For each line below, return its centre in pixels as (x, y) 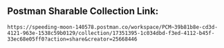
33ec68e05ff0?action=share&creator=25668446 (72, 39)
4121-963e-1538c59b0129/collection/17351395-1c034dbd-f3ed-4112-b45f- (111, 33)
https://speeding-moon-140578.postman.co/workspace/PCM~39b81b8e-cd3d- (112, 27)
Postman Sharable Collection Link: (83, 11)
